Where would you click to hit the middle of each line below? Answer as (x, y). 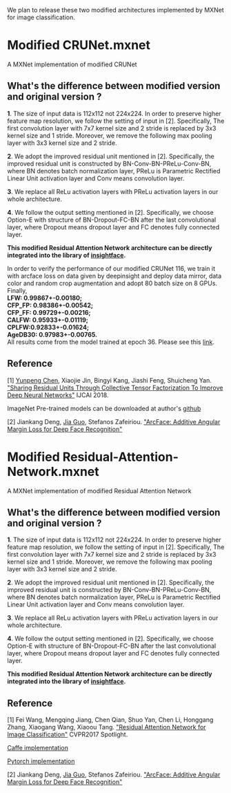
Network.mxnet (53, 471)
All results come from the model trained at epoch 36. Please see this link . (111, 342)
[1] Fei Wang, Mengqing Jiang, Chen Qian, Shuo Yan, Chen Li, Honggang (110, 720)
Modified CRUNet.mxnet (79, 45)
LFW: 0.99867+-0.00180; (45, 298)
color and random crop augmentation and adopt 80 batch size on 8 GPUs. (112, 283)
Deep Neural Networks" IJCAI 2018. (58, 395)
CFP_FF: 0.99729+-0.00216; (49, 312)
